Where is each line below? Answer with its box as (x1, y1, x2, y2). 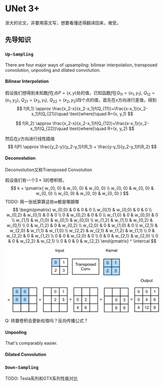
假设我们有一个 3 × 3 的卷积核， (5, 177, 67, 183)
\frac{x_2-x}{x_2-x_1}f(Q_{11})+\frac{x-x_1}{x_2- (52, 106, 148, 112)
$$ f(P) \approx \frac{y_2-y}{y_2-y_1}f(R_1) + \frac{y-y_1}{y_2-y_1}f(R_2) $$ (7, 144, 157, 150)
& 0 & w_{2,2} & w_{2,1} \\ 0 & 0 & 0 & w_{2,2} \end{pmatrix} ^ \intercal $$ (8, 238, 157, 244)
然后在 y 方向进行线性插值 (5, 136, 55, 142)
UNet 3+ (5, 3, 40, 14)
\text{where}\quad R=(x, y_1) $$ (69, 111, 134, 117)
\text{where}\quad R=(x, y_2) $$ (69, 126, 135, 132)
